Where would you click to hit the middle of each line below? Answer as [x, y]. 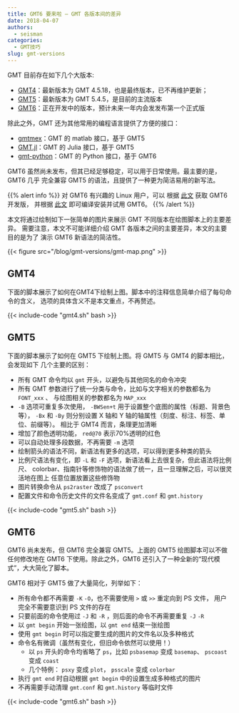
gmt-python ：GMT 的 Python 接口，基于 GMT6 [87, 156]
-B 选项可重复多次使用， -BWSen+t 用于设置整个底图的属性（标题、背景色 [124, 406]
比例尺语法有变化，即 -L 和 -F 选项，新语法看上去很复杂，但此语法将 [118, 460]
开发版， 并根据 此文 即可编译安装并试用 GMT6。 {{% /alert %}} [101, 204]
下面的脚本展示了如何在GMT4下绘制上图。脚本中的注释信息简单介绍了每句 [117, 292]
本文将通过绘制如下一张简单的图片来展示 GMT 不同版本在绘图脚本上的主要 [117, 219]
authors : [20, 27]
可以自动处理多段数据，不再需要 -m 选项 [76, 442]
